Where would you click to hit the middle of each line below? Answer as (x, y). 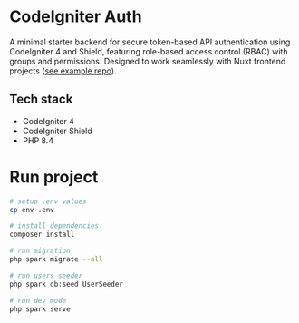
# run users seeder (46, 275)
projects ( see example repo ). (63, 71)
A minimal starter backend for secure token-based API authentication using (150, 42)
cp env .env (32, 210)
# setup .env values (48, 201)
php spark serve (40, 309)
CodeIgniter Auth (76, 17)
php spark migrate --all (56, 259)
